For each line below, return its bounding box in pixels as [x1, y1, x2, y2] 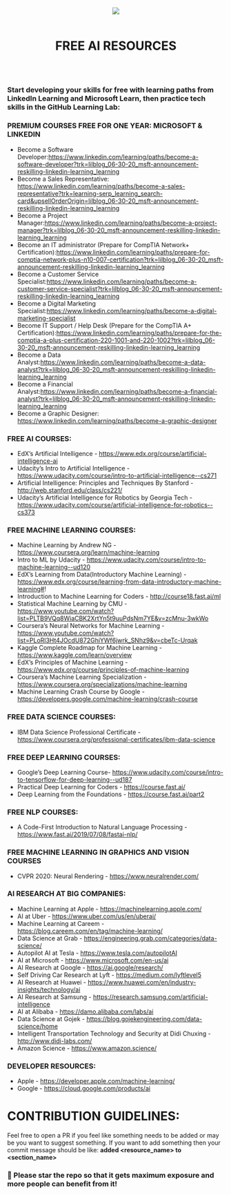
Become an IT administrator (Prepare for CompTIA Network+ [17, 240, 190, 249]
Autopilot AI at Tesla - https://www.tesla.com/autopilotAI [17, 949, 178, 957]
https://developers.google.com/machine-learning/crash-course [17, 695, 198, 703]
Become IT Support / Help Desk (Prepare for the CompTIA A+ [17, 321, 192, 329]
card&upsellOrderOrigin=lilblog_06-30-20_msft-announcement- [17, 197, 199, 205]
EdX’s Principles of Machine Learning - [17, 658, 128, 666]
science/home [17, 1022, 59, 1030]
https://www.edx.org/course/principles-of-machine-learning [17, 666, 190, 674]
